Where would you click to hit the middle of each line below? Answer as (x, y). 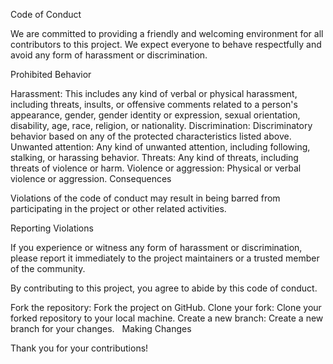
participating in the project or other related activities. (118, 208)
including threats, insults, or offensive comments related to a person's (154, 104)
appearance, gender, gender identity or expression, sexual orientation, (155, 115)
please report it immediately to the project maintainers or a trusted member (165, 258)
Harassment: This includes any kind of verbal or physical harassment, (154, 93)
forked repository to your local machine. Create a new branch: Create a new (167, 318)
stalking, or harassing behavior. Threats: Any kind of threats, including (154, 157)
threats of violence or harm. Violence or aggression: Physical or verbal (156, 168)
